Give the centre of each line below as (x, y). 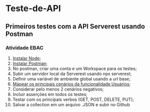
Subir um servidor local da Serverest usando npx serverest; (72, 74)
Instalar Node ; (27, 58)
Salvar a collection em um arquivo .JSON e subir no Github (71, 104)
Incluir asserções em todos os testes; (50, 94)
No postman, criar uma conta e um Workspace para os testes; (75, 68)
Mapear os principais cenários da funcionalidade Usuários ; (71, 84)
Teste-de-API (33, 8)
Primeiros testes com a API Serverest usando (75, 26)
